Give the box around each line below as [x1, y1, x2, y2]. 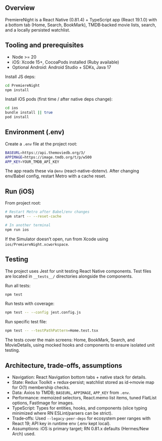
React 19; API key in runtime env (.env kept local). [12, 421, 111, 426]
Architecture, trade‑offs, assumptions [5, 361, 122, 370]
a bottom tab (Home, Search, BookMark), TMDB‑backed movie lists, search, [5, 22, 156, 28]
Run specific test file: [5, 319, 47, 325]
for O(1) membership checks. [12, 385, 70, 390]
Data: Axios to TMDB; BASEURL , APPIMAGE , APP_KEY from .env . [12, 390, 131, 395]
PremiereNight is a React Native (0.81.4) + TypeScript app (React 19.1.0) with [5, 16, 157, 22]
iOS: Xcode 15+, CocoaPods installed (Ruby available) [12, 59, 119, 65]
